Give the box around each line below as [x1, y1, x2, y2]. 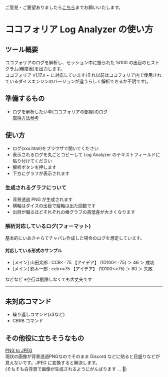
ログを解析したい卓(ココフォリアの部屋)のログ [12, 108, 108, 114]
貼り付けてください [12, 157, 52, 164]
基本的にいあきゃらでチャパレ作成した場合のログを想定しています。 [5, 235, 145, 241]
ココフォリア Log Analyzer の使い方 [5, 24, 153, 35]
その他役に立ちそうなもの [5, 334, 84, 342]
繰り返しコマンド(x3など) [12, 311, 65, 317]
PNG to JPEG [5, 347, 32, 353]
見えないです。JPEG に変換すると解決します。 [5, 360, 100, 366]
